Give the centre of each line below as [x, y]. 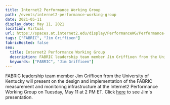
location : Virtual [25, 29]
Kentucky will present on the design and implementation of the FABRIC [79, 81]
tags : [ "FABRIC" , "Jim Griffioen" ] [43, 38]
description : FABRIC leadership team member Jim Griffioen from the [83, 57]
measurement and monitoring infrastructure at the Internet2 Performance [82, 87]
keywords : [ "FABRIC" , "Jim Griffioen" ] [52, 62]
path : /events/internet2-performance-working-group [61, 15]
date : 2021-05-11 [24, 19]
